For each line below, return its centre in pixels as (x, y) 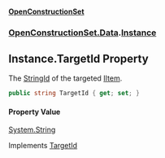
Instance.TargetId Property (78, 58)
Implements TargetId (43, 146)
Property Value (35, 112)
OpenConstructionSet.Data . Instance (82, 33)
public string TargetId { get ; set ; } (74, 94)
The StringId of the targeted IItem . (65, 78)
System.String (32, 129)
